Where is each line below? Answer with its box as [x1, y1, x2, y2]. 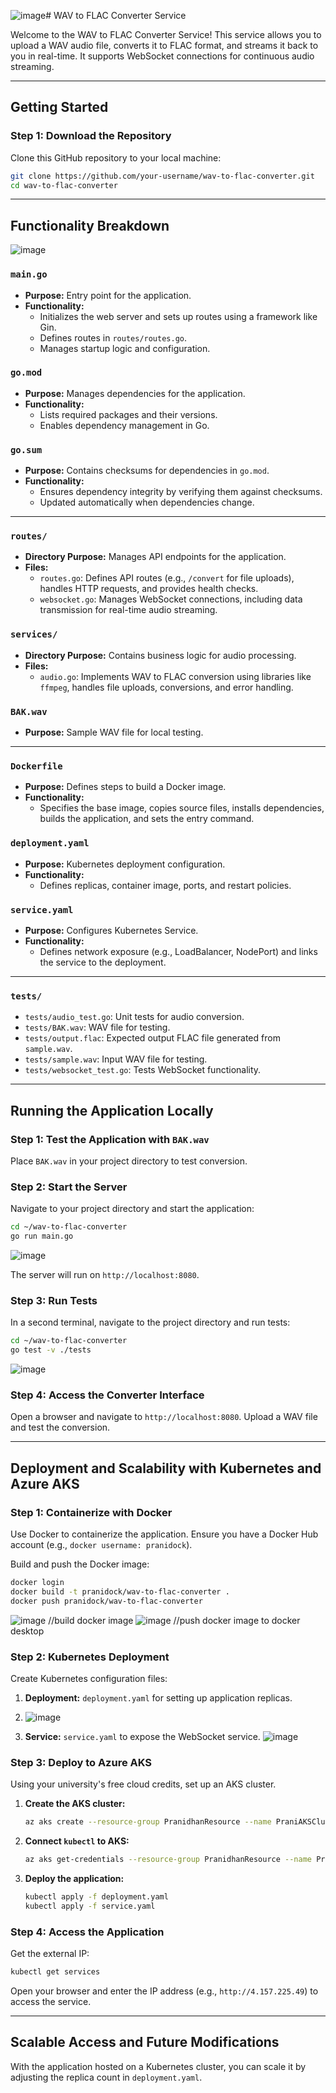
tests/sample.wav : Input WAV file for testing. [24, 1053, 208, 1065]
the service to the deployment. [39, 956, 167, 968]
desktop [10, 1625, 45, 1637]
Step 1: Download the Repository [10, 129, 172, 143]
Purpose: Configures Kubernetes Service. [24, 924, 199, 936]
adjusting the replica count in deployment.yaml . [10, 2071, 203, 2083]
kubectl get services [10, 1967, 101, 1977]
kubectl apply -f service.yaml [24, 1901, 156, 1911]
